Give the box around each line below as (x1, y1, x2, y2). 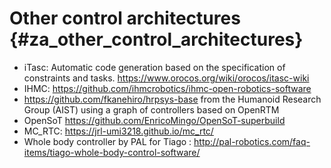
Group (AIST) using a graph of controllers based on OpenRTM (23, 103, 280, 116)
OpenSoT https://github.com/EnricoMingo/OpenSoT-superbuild (23, 114, 286, 126)
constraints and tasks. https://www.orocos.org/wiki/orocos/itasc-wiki (23, 72, 310, 84)
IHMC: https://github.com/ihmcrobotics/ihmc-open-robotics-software (23, 82, 312, 94)
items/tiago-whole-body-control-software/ (23, 146, 201, 158)
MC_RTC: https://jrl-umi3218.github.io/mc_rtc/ (23, 125, 214, 137)
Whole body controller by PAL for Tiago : (23, 135, 192, 147)
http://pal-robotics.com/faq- (193, 135, 311, 147)
